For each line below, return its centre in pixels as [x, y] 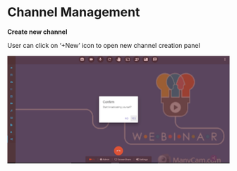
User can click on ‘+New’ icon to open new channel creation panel [104, 45]
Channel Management [74, 12]
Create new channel [37, 32]
